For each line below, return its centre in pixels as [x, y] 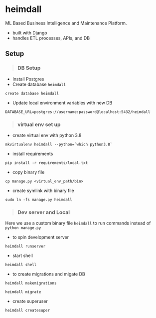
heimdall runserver [25, 246]
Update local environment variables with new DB [62, 102]
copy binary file [28, 172]
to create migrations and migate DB [49, 274]
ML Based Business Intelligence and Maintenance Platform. [66, 23]
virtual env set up [39, 124]
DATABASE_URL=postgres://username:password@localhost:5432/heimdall [78, 112]
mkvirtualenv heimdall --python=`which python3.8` [59, 144]
